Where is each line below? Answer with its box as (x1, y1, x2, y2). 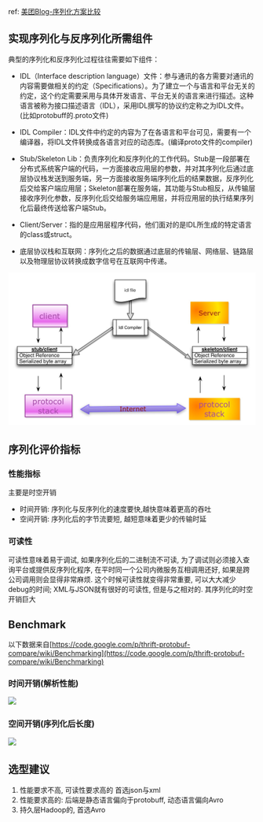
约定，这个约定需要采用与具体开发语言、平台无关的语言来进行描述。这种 (19, 91, 254, 100)
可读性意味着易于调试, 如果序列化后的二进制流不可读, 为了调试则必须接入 (8, 555, 243, 565)
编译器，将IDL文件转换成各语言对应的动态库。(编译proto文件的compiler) (19, 137, 254, 146)
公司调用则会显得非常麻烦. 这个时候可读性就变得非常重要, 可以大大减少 (8, 575, 236, 584)
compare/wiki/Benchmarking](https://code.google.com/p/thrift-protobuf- (8, 649, 245, 658)
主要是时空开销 (8, 487, 57, 498)
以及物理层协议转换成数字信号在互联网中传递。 (19, 256, 171, 265)
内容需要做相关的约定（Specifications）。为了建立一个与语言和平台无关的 (19, 81, 255, 91)
